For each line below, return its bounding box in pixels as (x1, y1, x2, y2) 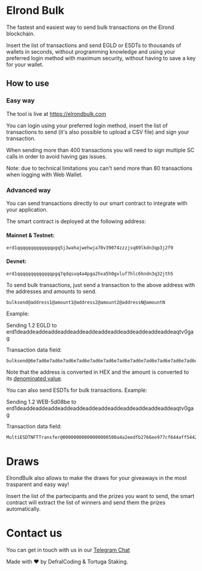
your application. (6, 206, 48, 213)
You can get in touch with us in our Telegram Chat (6, 546, 130, 554)
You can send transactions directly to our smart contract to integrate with (6, 200, 188, 207)
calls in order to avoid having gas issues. (6, 153, 107, 160)
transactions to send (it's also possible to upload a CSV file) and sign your (6, 128, 189, 136)
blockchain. (6, 30, 35, 37)
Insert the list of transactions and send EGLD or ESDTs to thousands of (6, 42, 182, 49)
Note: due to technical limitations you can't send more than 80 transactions (6, 164, 192, 172)
